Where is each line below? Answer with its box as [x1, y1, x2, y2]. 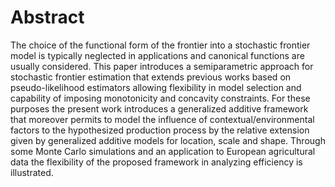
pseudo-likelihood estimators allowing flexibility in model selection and [10, 81, 302, 93]
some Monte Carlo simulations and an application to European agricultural [10, 145, 316, 157]
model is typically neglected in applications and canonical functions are [10, 49, 305, 61]
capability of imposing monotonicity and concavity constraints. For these [10, 92, 311, 104]
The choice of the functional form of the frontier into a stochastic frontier [10, 39, 311, 51]
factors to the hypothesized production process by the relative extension [10, 124, 310, 136]
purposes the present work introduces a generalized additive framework [10, 102, 309, 115]
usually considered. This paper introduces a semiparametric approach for [10, 60, 314, 72]
